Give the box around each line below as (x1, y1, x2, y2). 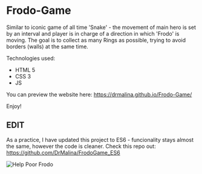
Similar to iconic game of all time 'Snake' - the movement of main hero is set (6, 24, 197, 31)
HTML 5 (15, 66, 36, 73)
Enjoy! (6, 102, 22, 109)
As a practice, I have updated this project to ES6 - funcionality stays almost (6, 136, 194, 143)
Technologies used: (6, 54, 56, 62)
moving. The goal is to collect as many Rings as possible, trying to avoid (6, 36, 186, 43)
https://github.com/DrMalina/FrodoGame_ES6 (6, 149, 120, 156)
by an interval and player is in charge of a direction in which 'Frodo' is (6, 30, 180, 37)
